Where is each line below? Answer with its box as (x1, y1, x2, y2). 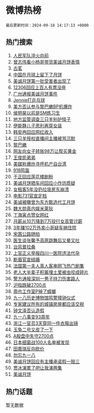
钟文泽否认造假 (13, 307, 44, 314)
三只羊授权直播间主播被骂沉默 (13, 135, 75, 141)
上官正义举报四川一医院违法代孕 (13, 250, 80, 256)
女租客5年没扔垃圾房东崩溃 (13, 186, 70, 192)
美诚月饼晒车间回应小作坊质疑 (13, 179, 75, 186)
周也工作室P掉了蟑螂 (13, 288, 56, 294)
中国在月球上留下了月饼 (13, 71, 62, 78)
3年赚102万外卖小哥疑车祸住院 (13, 224, 77, 230)
